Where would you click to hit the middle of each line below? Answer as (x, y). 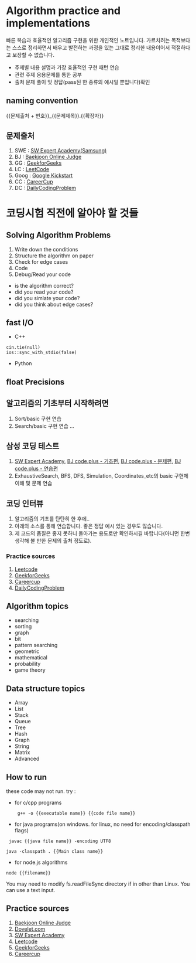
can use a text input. (31, 890)
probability (27, 664)
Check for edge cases (41, 261)
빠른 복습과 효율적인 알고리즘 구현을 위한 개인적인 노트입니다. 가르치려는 (88, 40)
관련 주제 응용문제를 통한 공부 (48, 74)
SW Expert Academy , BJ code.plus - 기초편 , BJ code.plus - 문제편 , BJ (98, 461)
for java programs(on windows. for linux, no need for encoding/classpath (102, 824)
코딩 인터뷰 (25, 503)
